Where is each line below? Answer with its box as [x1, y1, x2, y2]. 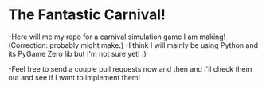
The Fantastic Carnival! [8, 6, 166, 24]
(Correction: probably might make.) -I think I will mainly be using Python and [8, 40, 259, 49]
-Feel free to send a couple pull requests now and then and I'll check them [8, 64, 252, 73]
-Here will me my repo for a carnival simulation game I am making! [8, 32, 226, 41]
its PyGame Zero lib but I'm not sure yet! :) [8, 49, 147, 58]
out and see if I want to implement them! [8, 72, 141, 82]
